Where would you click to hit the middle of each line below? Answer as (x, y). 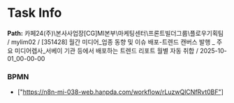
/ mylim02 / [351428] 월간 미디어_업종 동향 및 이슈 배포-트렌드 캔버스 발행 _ (111, 42)
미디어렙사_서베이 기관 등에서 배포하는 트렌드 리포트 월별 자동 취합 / (107, 50)
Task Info (35, 13)
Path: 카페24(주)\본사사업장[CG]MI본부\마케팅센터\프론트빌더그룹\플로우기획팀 (116, 33)
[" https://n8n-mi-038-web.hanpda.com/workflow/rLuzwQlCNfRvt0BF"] (120, 92)
